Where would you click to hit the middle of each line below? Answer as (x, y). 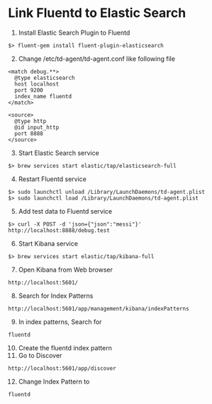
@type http (30, 121)
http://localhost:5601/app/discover (62, 368)
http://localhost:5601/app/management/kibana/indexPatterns (99, 308)
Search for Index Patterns (56, 296)
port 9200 (29, 90)
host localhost (37, 84)
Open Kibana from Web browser (65, 270)
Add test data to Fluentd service (65, 211)
